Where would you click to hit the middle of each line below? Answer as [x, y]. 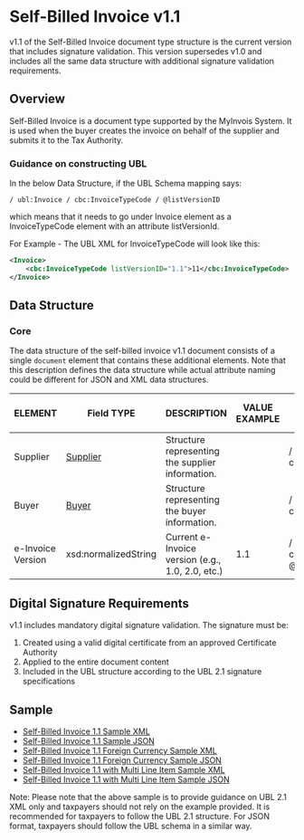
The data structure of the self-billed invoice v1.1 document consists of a [142, 351]
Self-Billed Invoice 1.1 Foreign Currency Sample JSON [122, 760]
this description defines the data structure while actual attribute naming [142, 370]
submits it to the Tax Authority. [66, 140]
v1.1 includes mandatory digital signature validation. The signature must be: [149, 625]
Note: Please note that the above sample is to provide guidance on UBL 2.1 [148, 797]
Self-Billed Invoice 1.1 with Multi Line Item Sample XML [123, 769]
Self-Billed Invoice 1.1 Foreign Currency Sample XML [119, 750]
